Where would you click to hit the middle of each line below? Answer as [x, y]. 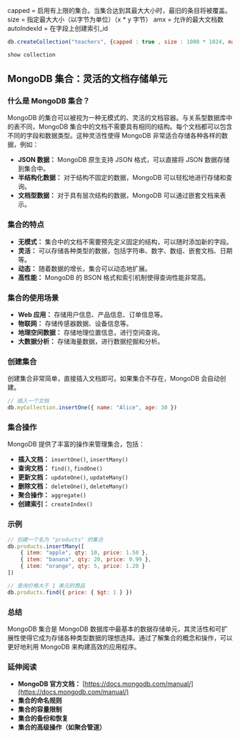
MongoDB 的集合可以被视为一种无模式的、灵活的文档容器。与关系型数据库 [117, 118]
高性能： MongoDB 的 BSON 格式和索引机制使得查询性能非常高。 [114, 277]
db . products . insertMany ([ [46, 546]
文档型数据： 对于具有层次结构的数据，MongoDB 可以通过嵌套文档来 [119, 196]
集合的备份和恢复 [43, 718]
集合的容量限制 [40, 709]
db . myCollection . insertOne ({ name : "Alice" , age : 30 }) [92, 408]
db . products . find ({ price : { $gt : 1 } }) [70, 592]
